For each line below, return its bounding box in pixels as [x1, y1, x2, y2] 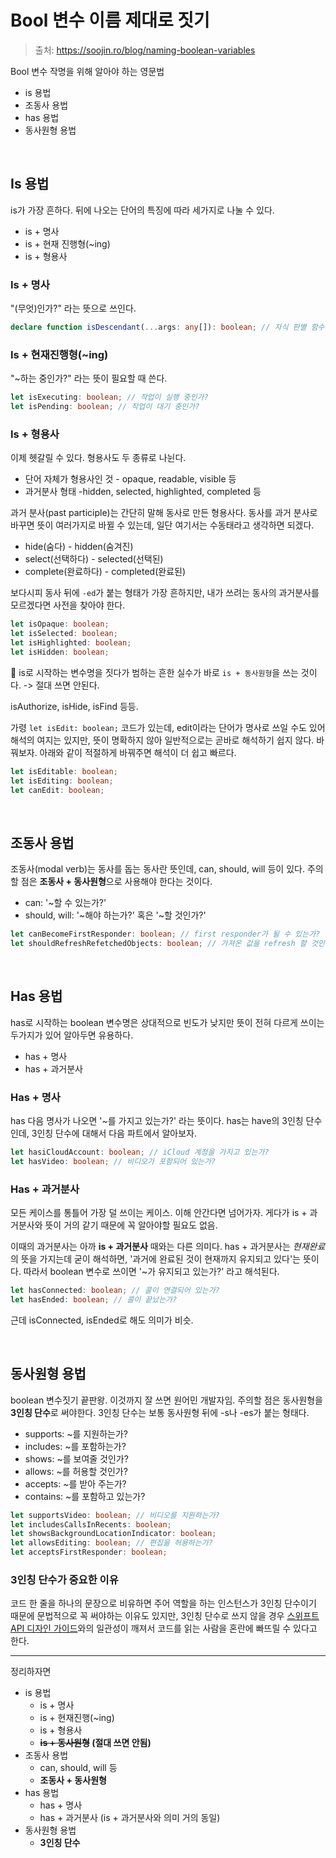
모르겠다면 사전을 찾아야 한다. [10, 599, 126, 611]
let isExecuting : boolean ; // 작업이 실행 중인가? [10, 392, 209, 403]
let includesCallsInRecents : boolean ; [10, 1519, 172, 1530]
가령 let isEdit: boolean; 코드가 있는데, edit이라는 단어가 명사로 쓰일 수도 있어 [10, 721, 326, 733]
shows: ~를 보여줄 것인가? [24, 1452, 129, 1465]
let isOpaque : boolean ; [10, 619, 110, 630]
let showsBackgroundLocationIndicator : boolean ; [10, 1529, 217, 1539]
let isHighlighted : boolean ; [10, 638, 132, 648]
